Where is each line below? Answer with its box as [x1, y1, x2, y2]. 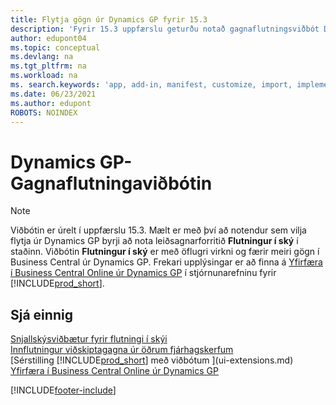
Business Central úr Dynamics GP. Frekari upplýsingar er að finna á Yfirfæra [10, 256, 323, 268]
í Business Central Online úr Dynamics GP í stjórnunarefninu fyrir [10, 267, 277, 279]
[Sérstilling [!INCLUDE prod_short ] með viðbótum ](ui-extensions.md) [10, 354, 294, 366]
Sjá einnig [10, 306, 73, 323]
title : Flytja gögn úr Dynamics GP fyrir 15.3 [10, 14, 208, 25]
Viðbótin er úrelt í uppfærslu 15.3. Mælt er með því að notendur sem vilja [10, 224, 307, 236]
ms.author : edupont [10, 98, 92, 108]
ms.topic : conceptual [10, 42, 101, 53]
